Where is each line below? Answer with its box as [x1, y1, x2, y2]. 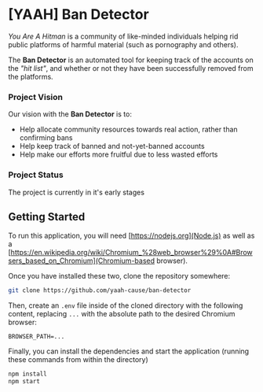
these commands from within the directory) [8, 355, 149, 364]
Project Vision [8, 91, 64, 102]
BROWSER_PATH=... [8, 333, 65, 341]
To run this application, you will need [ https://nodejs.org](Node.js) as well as [8, 231, 255, 241]
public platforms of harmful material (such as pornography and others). [8, 39, 239, 49]
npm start [8, 378, 41, 386]
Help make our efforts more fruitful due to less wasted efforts [19, 150, 218, 159]
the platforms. [8, 72, 53, 81]
